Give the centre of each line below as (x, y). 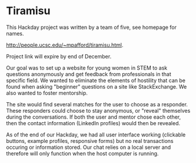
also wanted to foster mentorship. (47, 93)
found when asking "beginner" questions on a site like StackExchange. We (97, 86)
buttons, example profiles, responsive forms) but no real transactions (90, 141)
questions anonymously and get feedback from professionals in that (89, 74)
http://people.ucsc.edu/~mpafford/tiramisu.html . (65, 45)
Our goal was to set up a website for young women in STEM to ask (87, 68)
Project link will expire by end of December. (59, 56)
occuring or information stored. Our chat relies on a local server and (89, 147)
